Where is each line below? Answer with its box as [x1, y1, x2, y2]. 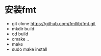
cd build [11, 31, 28, 37]
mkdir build [11, 26, 35, 31]
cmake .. [11, 36, 29, 42]
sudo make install [11, 46, 48, 52]
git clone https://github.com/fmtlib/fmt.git [11, 20, 96, 27]
